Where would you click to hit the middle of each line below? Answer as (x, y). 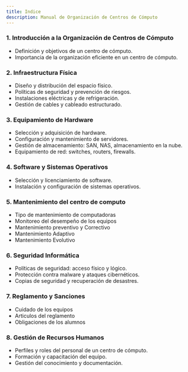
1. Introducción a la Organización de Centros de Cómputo (90, 38)
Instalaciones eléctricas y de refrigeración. (67, 98)
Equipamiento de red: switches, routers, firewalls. (75, 152)
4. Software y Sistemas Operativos (57, 167)
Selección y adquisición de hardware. (60, 133)
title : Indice (24, 12)
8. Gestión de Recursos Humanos (55, 338)
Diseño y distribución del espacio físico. (63, 86)
